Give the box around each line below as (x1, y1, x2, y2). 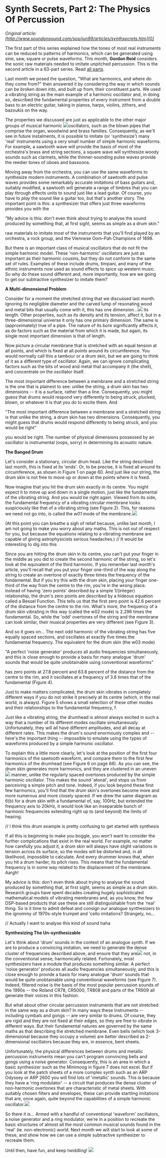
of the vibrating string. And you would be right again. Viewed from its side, (5, 494, 157, 500)
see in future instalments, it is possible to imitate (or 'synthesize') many (5, 133, 150, 139)
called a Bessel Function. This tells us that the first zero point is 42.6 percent (5, 598, 161, 604)
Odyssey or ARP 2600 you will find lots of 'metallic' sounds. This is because (5, 1075, 160, 1080)
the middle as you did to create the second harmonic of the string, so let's (5, 556, 156, 562)
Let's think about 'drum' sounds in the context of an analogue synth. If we (5, 939, 156, 945)
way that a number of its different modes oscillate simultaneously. (5, 719, 139, 725)
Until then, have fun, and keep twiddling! (5, 1147, 87, 1153)
